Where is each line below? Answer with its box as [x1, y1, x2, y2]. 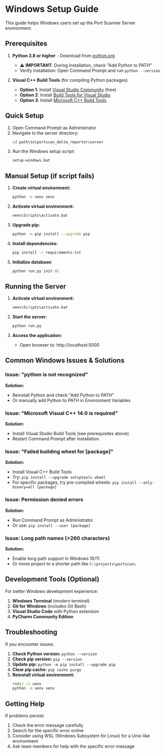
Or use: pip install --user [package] [12, 522, 90, 528]
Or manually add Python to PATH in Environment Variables [12, 397, 131, 403]
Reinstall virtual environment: [12, 672, 75, 678]
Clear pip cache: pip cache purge [12, 666, 82, 672]
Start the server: [12, 314, 47, 320]
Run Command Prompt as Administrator [12, 517, 93, 523]
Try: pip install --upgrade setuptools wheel [12, 474, 106, 480]
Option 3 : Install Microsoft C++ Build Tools [19, 97, 107, 103]
